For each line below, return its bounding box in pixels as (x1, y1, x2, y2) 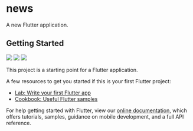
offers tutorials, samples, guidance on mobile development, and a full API (6, 113, 184, 120)
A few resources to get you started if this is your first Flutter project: (6, 77, 171, 84)
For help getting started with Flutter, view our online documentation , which (6, 107, 188, 114)
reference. (6, 119, 31, 126)
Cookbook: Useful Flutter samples (14, 95, 98, 102)
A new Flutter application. (6, 21, 68, 28)
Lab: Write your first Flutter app (14, 89, 91, 96)
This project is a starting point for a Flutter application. (6, 66, 138, 73)
